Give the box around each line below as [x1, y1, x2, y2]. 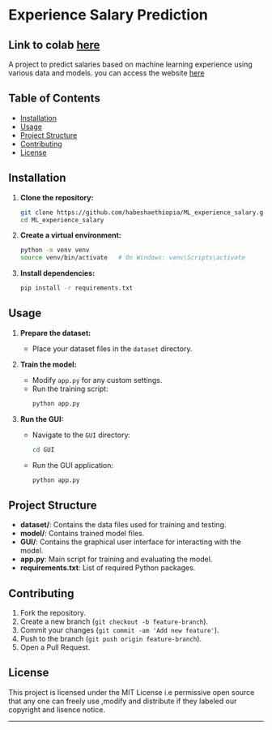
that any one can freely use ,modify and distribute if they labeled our [8, 696, 237, 706]
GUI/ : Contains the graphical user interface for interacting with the [19, 537, 241, 547]
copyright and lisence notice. [8, 704, 105, 715]
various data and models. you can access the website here [8, 68, 205, 78]
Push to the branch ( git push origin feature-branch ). [19, 634, 202, 644]
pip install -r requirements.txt [19, 284, 134, 293]
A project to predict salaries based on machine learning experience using [8, 59, 253, 69]
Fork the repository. [19, 608, 87, 618]
